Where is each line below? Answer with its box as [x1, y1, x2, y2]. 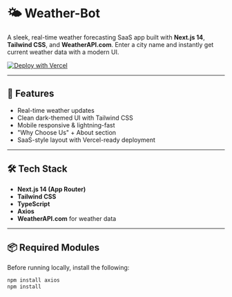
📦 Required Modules [7, 242, 100, 253]
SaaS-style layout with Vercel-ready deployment [17, 136, 155, 144]
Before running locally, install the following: [7, 264, 130, 272]
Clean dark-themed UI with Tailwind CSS [17, 114, 133, 122]
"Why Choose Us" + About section [17, 128, 116, 136]
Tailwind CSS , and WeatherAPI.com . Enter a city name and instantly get [7, 40, 214, 48]
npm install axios [7, 277, 60, 284]
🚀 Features [7, 88, 55, 100]
